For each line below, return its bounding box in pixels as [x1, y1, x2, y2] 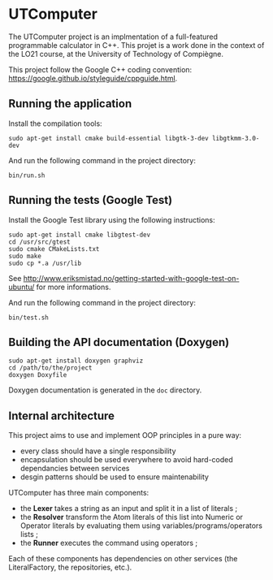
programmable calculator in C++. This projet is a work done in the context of [8, 40, 265, 50]
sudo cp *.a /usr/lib [8, 259, 82, 267]
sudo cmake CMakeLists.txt [8, 245, 100, 253]
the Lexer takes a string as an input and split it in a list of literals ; [19, 504, 238, 513]
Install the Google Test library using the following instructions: [8, 214, 215, 224]
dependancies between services [19, 464, 130, 474]
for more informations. [36, 282, 111, 292]
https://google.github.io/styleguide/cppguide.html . [8, 73, 178, 83]
